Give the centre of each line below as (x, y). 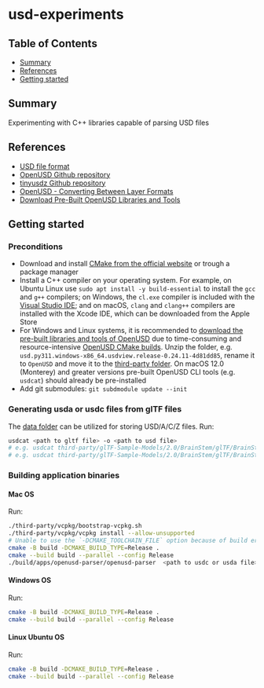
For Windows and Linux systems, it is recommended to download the (131, 331)
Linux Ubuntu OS (37, 637)
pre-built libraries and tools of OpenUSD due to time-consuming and (130, 339)
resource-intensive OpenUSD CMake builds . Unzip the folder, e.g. (126, 347)
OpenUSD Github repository (65, 174)
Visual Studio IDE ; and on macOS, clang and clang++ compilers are (127, 306)
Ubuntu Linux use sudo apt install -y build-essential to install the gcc (137, 289)
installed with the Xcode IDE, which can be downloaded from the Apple (134, 314)
